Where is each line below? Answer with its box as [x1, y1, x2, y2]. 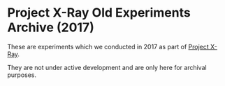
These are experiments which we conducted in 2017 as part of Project [7, 42, 210, 51]
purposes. [7, 71, 37, 79]
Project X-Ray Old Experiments [7, 5, 191, 21]
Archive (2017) [7, 19, 94, 35]
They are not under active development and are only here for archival [7, 63, 208, 71]
